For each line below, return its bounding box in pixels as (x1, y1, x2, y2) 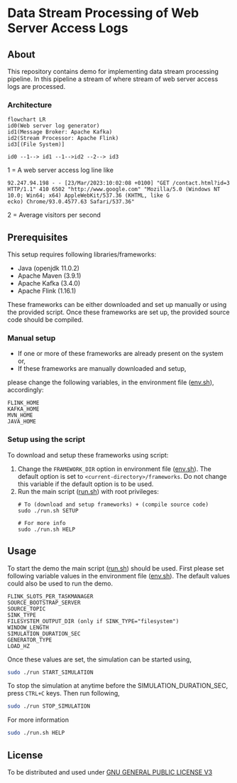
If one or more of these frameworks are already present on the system (17, 350, 224, 358)
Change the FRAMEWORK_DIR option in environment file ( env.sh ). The (17, 464, 211, 473)
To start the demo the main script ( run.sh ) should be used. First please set (7, 563, 224, 573)
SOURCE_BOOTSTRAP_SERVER (7, 599, 81, 606)
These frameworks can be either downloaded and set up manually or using (7, 301, 227, 309)
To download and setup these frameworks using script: (7, 450, 169, 459)
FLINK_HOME (7, 399, 40, 406)
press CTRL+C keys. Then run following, (7, 689, 121, 698)
